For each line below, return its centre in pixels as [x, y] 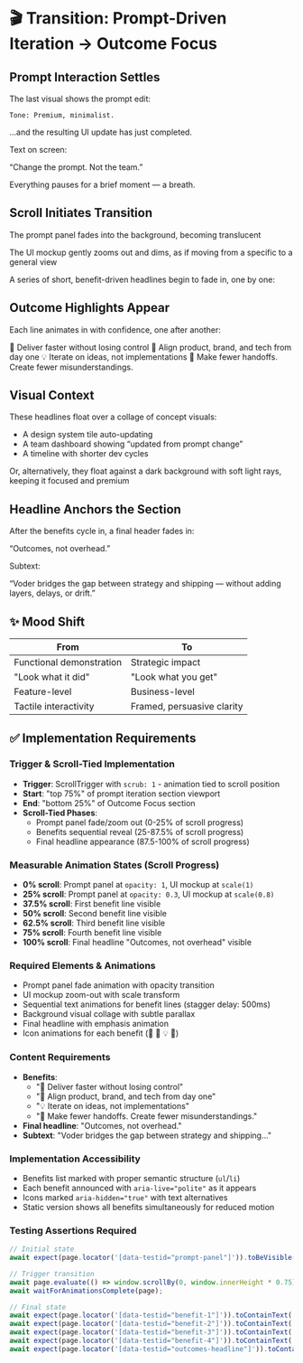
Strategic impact [165, 663]
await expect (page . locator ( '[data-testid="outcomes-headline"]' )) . [139, 1349]
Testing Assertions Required [73, 1230]
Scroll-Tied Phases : [60, 813]
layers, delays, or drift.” [53, 593]
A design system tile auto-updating [87, 435]
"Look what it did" [52, 677]
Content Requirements [60, 1057]
